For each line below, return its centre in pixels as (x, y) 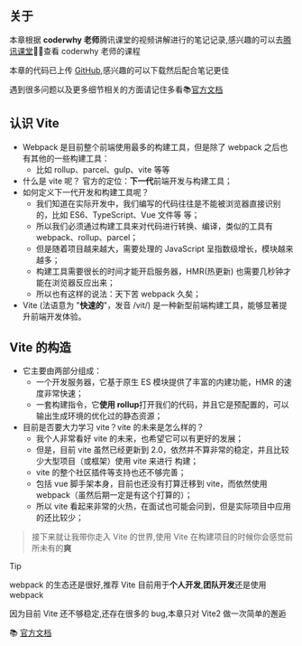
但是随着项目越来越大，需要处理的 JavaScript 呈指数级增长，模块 (156, 248)
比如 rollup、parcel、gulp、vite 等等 (103, 169)
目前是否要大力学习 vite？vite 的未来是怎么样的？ (113, 427)
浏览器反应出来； (83, 282)
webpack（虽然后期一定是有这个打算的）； (114, 495)
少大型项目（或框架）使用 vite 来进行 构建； (117, 461)
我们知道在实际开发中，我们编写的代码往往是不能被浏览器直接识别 (158, 203)
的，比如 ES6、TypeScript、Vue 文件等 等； (118, 214)
